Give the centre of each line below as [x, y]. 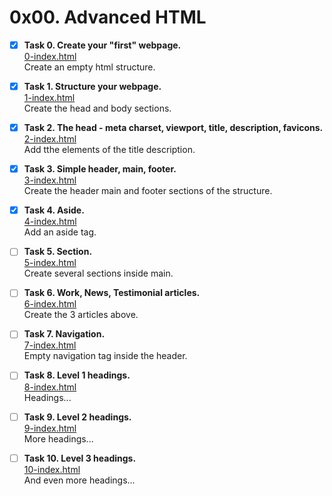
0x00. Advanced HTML [108, 17]
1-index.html [49, 98]
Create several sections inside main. [98, 273]
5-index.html [50, 263]
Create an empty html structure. [89, 67]
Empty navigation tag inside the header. [105, 356]
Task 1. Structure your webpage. [92, 86]
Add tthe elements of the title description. [109, 150]
